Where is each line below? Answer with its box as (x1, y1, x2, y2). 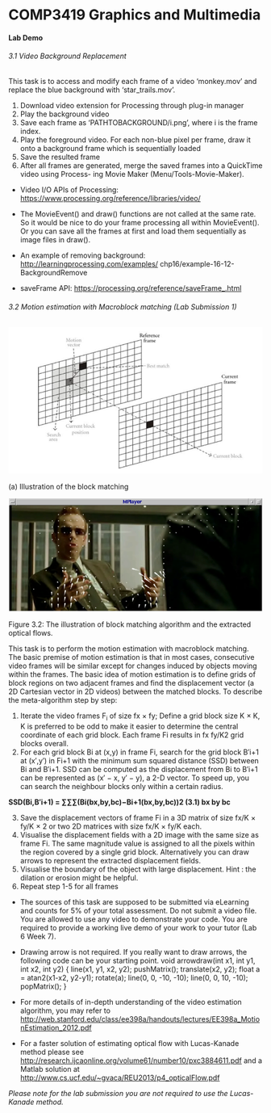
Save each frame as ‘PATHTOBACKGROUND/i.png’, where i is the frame (19, 117, 258, 127)
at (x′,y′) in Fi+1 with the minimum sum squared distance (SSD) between (19, 755, 260, 765)
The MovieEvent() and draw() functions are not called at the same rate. (19, 208, 256, 219)
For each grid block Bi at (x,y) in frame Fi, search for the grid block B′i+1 (19, 747, 260, 757)
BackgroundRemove (19, 267, 88, 277)
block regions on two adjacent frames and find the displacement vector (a (8, 678, 255, 688)
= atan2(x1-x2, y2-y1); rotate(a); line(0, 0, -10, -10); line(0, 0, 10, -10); (19, 972, 248, 982)
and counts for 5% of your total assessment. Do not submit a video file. (19, 905, 257, 915)
